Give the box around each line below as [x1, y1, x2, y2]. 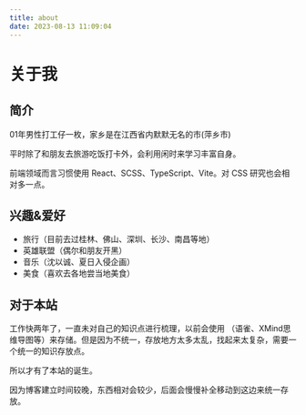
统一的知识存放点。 [16, 346, 89, 357]
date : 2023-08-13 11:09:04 [9, 22, 112, 31]
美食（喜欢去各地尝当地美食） [22, 268, 135, 278]
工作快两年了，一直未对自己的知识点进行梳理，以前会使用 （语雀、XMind [9, 323, 284, 334]
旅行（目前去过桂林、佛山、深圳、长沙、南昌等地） [22, 234, 215, 245]
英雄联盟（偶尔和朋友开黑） [22, 245, 127, 256]
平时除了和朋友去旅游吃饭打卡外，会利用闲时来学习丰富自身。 [9, 147, 241, 159]
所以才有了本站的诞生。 [9, 365, 97, 376]
